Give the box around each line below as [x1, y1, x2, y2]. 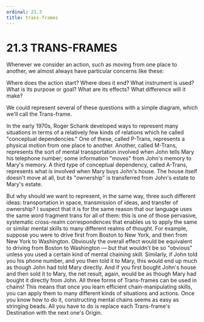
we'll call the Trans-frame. [6, 110, 72, 118]
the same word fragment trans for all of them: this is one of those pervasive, [6, 212, 197, 220]
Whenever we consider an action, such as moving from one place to [6, 61, 178, 68]
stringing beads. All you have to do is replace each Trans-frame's [6, 302, 171, 310]
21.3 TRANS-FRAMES [6, 41, 118, 55]
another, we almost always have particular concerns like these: [6, 68, 164, 75]
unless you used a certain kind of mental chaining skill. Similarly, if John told [6, 251, 198, 258]
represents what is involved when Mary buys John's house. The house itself [6, 168, 198, 175]
